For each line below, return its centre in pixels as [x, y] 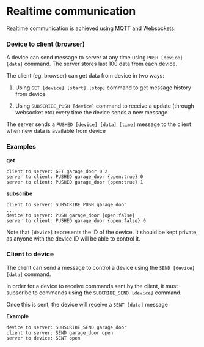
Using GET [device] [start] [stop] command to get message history [103, 88]
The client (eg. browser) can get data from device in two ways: [86, 76]
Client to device [30, 254]
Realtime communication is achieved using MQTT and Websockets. [91, 28]
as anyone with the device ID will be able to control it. [73, 238]
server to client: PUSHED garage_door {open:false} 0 [76, 221]
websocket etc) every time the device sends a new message [91, 113]
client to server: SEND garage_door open [60, 333]
